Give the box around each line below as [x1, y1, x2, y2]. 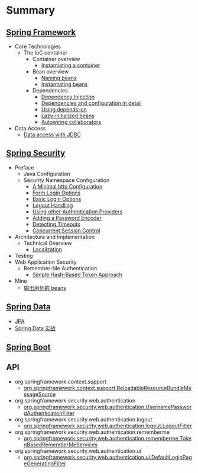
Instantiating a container [41, 62, 100, 69]
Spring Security [6, 148, 66, 158]
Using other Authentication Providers [32, 208, 123, 215]
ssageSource [23, 391, 56, 398]
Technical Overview [23, 239, 72, 247]
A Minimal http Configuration [32, 183, 103, 190]
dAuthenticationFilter [23, 410, 75, 417]
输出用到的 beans [23, 284, 66, 291]
